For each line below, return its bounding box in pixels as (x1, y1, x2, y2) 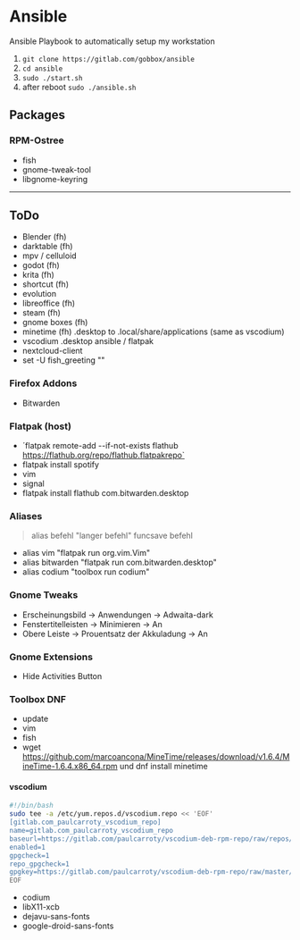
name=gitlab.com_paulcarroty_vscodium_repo (9, 827, 174, 835)
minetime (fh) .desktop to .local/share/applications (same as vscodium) (21, 326, 285, 337)
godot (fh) (21, 260, 60, 271)
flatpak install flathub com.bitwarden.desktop (21, 488, 189, 499)
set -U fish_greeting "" (21, 355, 105, 365)
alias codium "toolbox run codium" (21, 567, 150, 577)
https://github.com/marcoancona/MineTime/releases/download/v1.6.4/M (21, 751, 290, 762)
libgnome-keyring (21, 173, 88, 184)
